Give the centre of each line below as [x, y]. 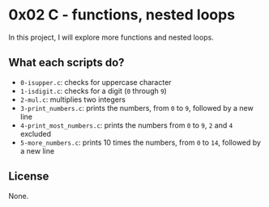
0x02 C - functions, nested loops [122, 15]
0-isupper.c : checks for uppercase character [96, 82]
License [29, 177]
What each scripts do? [66, 63]
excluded [35, 133]
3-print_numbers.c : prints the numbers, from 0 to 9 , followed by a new [137, 108]
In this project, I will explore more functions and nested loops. [111, 37]
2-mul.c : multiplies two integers [73, 99]
